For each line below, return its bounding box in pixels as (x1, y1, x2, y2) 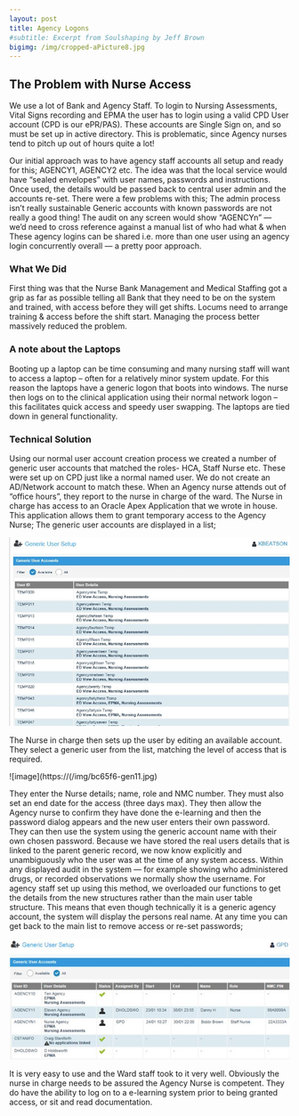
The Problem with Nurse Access (9, 77, 191, 92)
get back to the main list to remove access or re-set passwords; (9, 920, 243, 931)
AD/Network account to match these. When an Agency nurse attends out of (9, 481, 287, 492)
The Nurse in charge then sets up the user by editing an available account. (9, 735, 283, 745)
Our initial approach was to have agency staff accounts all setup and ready (9, 156, 284, 167)
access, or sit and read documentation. (9, 1096, 153, 1108)
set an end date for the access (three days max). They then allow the (9, 797, 263, 808)
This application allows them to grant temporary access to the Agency (9, 509, 267, 520)
